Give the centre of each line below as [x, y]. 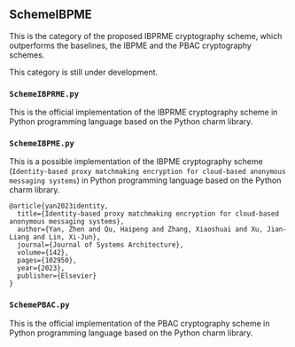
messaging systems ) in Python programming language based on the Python [145, 180]
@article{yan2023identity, [59, 206]
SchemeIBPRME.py [44, 94]
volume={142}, [43, 253]
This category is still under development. [84, 72]
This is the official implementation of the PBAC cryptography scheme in [140, 323]
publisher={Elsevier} [57, 276]
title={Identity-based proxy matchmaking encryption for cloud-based [148, 214]
